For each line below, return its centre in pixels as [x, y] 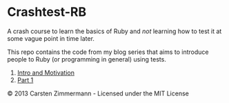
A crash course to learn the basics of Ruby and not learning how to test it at [114, 31]
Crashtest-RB [47, 12]
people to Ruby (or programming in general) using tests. [87, 59]
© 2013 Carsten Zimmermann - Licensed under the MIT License [98, 93]
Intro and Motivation [46, 73]
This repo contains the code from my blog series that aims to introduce [108, 52]
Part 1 [25, 79]
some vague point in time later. [51, 38]
